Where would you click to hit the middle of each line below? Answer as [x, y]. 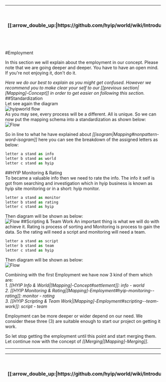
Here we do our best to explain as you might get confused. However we [78, 82]
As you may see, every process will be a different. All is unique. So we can [81, 114]
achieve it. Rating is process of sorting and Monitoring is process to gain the [83, 227]
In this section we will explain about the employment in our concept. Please [82, 62]
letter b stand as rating [32, 202]
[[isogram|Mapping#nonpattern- [125, 134]
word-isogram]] [21, 139]
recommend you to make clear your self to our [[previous [63, 88]
